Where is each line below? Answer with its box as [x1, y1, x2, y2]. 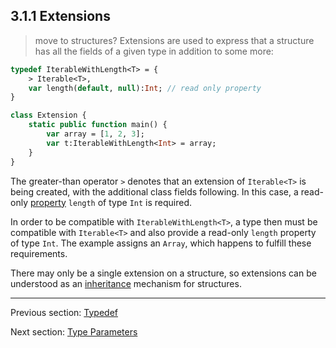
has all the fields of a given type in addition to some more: [34, 45, 274, 57]
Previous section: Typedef [10, 306, 118, 318]
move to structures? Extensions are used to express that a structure [34, 34, 315, 46]
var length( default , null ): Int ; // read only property [28, 83, 262, 93]
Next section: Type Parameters [10, 325, 138, 338]
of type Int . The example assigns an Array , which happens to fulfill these [10, 237, 312, 249]
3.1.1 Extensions [10, 8, 111, 25]
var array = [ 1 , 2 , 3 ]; [46, 129, 145, 139]
